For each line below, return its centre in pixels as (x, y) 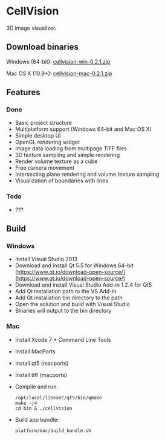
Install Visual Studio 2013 (46, 259)
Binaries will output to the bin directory (63, 311)
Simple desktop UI (38, 136)
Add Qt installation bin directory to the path (69, 298)
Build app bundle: (37, 419)
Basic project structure (44, 123)
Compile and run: (37, 387)
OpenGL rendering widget (47, 142)
